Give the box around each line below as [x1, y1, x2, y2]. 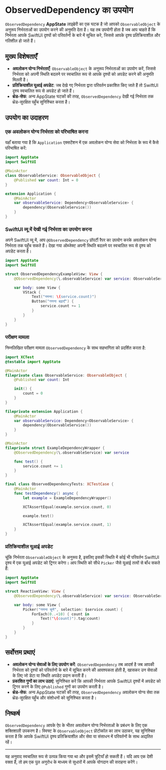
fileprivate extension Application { [5, 409, 83, 414]
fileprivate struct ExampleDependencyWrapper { [5, 445, 105, 450]
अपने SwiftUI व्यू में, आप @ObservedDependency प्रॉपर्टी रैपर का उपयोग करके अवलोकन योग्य [5, 237, 157, 243]
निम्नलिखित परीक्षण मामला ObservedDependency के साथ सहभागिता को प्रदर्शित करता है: [5, 344, 146, 350]
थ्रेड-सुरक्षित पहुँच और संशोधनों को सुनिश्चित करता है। [12, 694, 97, 701]
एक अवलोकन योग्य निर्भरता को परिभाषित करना [5, 128, 88, 135]
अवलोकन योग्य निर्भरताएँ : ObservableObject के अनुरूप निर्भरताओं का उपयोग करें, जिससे [12, 65, 156, 71]
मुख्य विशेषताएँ [5, 52, 38, 61]
